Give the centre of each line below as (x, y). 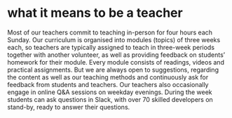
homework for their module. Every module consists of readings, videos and (116, 62)
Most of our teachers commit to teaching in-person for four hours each (110, 32)
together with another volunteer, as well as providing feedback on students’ (116, 55)
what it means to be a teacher (95, 13)
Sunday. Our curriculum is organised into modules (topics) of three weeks (114, 39)
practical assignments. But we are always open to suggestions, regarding (113, 70)
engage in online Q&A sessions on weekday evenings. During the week (110, 92)
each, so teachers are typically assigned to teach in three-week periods (111, 47)
